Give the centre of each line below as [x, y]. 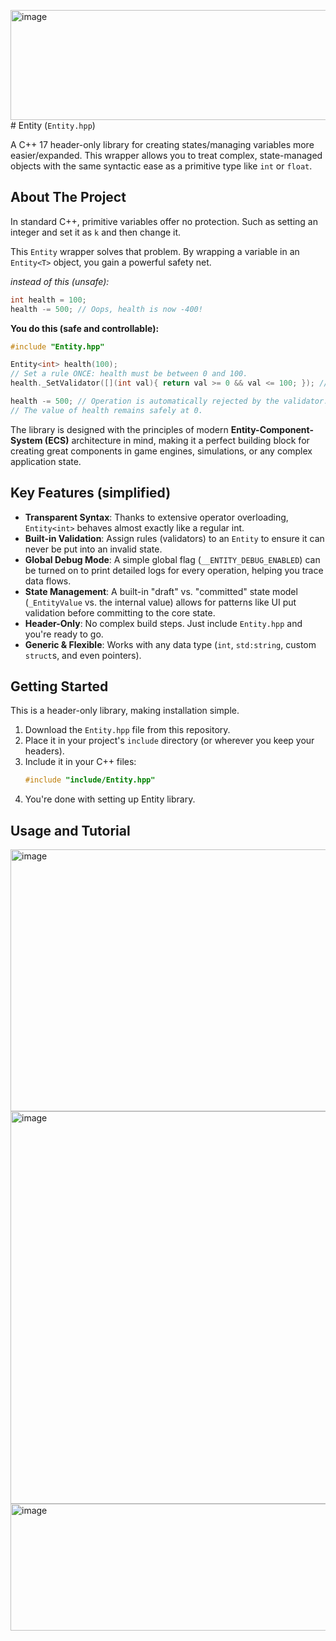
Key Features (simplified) [91, 493]
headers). [44, 751]
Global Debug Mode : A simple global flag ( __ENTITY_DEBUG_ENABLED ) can [172, 559]
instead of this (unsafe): [60, 281]
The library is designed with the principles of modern [119, 429]
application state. [46, 461]
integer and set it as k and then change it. [96, 232]
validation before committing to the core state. [120, 612]
